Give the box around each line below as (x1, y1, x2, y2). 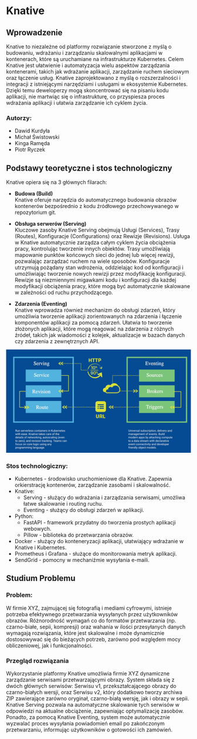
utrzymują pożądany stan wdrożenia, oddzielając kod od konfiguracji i (14, 264, 184, 271)
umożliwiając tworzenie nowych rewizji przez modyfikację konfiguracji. (14, 270, 186, 277)
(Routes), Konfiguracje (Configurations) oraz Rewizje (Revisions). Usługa (14, 233, 191, 240)
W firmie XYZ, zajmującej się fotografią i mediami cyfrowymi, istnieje (6, 604, 172, 611)
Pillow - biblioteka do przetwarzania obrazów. (23, 531, 134, 539)
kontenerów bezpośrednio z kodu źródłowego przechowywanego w (14, 203, 179, 210)
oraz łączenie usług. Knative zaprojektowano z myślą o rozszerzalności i (6, 75, 181, 81)
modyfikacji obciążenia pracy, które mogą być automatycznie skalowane (14, 283, 191, 290)
